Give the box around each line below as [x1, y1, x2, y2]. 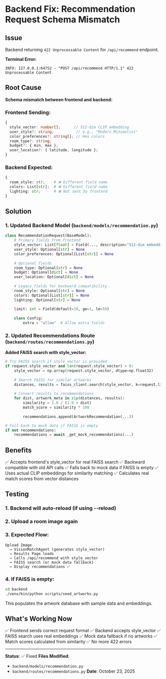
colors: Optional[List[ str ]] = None [14, 293, 90, 298]
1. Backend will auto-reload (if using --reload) [5, 505, 117, 512]
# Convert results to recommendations [14, 391, 94, 396]
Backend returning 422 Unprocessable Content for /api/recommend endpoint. [5, 47, 159, 52]
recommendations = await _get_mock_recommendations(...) [14, 432, 134, 438]
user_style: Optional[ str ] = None [14, 247, 85, 252]
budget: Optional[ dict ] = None [14, 270, 79, 275]
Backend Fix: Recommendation [5, 3, 136, 15]
